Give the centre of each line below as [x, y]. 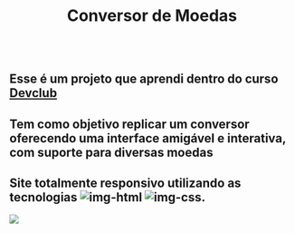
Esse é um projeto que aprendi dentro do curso [144, 79]
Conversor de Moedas [152, 16]
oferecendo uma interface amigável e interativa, [148, 138]
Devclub [33, 93]
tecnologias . [108, 197]
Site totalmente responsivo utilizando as [125, 184]
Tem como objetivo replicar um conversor [130, 124]
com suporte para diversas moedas [111, 152]
